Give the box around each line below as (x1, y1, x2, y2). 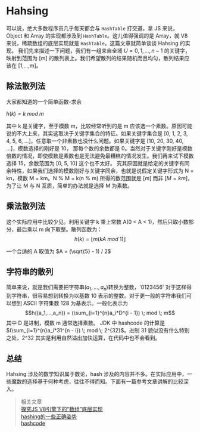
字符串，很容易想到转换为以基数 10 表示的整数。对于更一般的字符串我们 (11, 292, 187, 300)
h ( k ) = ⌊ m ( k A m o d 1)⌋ (74, 235, 126, 242)
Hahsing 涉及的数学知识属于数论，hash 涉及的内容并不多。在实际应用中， (6, 370, 187, 377)
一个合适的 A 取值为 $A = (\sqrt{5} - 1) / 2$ (6, 248, 111, 255)
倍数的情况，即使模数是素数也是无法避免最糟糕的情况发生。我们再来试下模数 (6, 152, 194, 159)
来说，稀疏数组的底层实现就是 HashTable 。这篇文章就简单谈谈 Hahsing (6, 39, 179, 47)
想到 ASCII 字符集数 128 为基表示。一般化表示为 (11, 300, 129, 307)
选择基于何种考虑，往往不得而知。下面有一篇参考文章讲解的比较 (26, 378, 183, 385)
